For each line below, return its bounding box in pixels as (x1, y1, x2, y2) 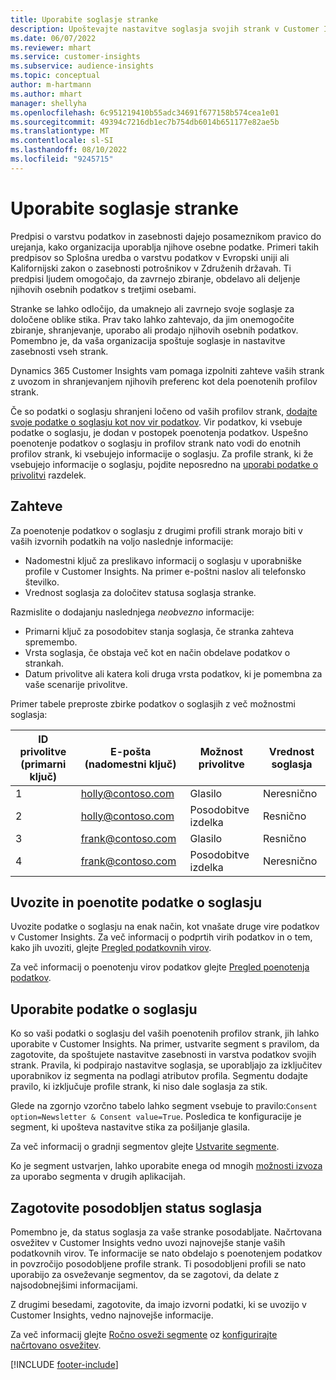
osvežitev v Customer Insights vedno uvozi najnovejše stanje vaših (10, 1236, 286, 1248)
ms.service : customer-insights (10, 52, 141, 62)
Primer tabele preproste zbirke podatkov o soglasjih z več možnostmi (10, 697, 296, 710)
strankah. (24, 657, 65, 669)
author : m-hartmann (10, 80, 92, 90)
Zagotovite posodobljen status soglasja (10, 1199, 263, 1216)
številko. (24, 576, 60, 588)
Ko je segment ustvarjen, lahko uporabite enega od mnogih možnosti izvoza (10, 1160, 323, 1172)
